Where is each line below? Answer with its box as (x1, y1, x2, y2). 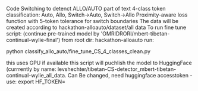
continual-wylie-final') (6, 37, 61, 43)
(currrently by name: (6, 66, 56, 73)
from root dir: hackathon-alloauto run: (61, 37, 154, 43)
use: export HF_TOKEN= (6, 78, 66, 85)
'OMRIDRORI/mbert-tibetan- (100, 30, 170, 37)
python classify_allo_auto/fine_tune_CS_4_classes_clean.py (6, 48, 150, 55)
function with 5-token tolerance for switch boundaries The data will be (6, 18, 179, 24)
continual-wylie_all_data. (6, 72, 67, 79)
